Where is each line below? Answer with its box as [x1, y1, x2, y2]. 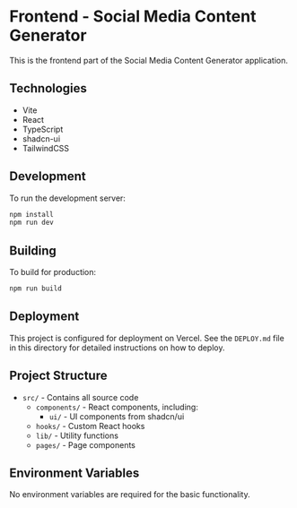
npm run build [9, 284, 63, 293]
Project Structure [9, 368, 108, 383]
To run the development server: [9, 193, 126, 203]
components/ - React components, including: [35, 401, 199, 412]
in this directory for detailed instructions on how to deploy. [9, 342, 225, 353]
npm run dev [9, 218, 54, 228]
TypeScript [22, 124, 64, 134]
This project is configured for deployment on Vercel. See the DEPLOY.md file [9, 332, 284, 343]
